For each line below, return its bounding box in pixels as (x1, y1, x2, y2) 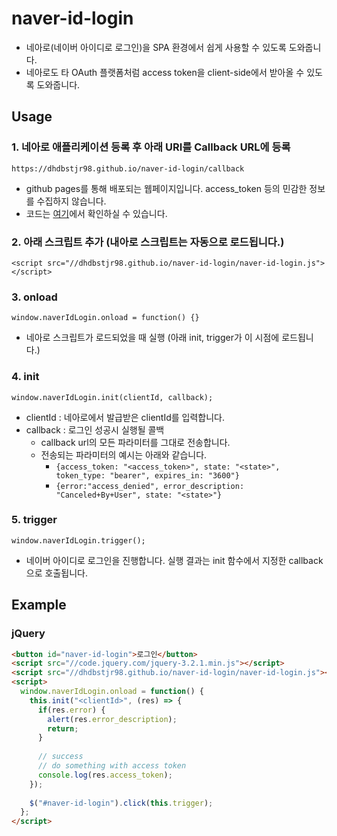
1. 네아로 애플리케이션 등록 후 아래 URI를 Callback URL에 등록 (11, 140, 291, 154)
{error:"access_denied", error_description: (55, 481, 245, 491)
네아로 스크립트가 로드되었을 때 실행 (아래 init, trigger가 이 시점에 (25, 332, 280, 344)
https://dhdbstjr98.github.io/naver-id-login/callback (11, 163, 245, 174)
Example (11, 597, 67, 614)
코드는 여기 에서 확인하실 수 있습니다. (25, 207, 168, 219)
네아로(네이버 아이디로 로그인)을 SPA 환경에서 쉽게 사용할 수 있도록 (25, 41, 287, 53)
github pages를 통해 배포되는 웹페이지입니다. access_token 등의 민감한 (25, 182, 308, 194)
